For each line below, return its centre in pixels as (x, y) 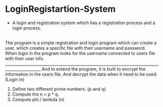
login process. (27, 28)
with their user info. (25, 58)
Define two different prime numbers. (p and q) (59, 89)
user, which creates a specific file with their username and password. (76, 48)
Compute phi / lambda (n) (38, 99)
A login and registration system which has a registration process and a (84, 23)
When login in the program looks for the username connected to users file (80, 53)
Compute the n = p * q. (35, 94)
